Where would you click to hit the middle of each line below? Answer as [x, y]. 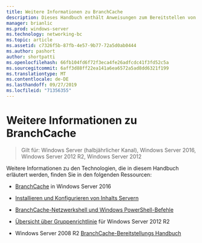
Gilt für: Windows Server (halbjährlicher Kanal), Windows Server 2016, [109, 150]
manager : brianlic [29, 23]
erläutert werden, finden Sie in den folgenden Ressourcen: [79, 174]
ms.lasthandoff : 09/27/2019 [42, 85]
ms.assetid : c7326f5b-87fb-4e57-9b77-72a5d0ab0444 [71, 46]
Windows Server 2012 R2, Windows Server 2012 [81, 156]
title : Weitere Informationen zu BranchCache [64, 12]
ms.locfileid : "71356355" [39, 91]
